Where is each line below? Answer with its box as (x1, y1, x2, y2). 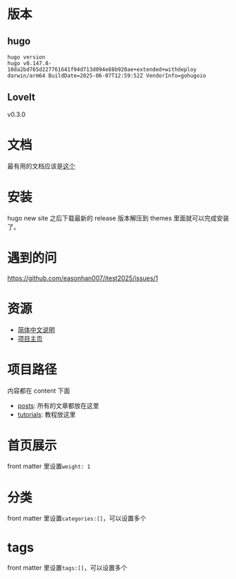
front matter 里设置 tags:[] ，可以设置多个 (7, 563, 128, 572)
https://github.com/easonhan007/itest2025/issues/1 (7, 273, 159, 282)
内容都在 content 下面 (7, 386, 70, 395)
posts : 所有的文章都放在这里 (17, 401, 99, 410)
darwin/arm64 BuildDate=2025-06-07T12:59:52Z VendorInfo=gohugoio (7, 72, 206, 79)
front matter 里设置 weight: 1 (7, 462, 91, 470)
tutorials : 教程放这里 (17, 410, 76, 419)
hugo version (7, 54, 46, 61)
